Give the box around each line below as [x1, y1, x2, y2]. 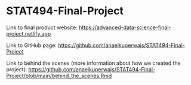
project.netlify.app [6, 30, 51, 37]
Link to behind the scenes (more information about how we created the [6, 59, 181, 67]
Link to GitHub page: [6, 42, 57, 49]
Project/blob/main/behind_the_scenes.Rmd [6, 72, 112, 79]
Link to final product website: [6, 24, 78, 31]
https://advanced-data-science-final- [78, 24, 171, 31]
